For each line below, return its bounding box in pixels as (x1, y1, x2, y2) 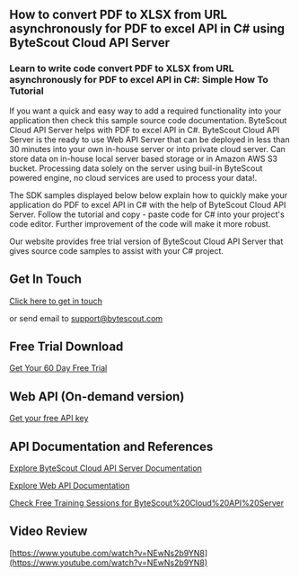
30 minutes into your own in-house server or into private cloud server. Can (9, 143, 286, 154)
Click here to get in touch (9, 295, 103, 306)
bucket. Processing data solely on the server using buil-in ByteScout (9, 162, 263, 174)
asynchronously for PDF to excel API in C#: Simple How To (9, 74, 269, 86)
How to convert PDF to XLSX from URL (9, 7, 227, 23)
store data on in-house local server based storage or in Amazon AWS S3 (9, 153, 278, 164)
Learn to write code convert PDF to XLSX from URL (9, 62, 235, 75)
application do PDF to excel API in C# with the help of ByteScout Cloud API (9, 199, 286, 210)
